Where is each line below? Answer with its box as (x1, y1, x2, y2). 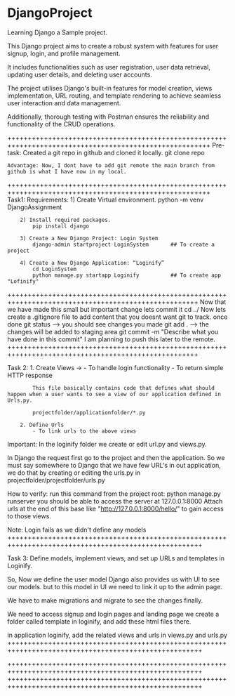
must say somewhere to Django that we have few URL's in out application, (7, 461, 221, 469)
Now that (199, 297, 227, 306)
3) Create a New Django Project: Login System (20, 235, 159, 242)
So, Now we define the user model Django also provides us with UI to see (7, 574, 220, 584)
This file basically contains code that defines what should (32, 384, 215, 391)
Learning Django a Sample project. (7, 28, 107, 37)
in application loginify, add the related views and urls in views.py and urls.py (7, 631, 228, 639)
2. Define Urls (20, 421, 65, 428)
